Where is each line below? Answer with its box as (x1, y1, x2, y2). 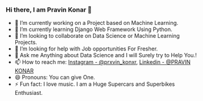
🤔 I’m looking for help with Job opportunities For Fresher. (14, 45, 158, 52)
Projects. (14, 39, 37, 46)
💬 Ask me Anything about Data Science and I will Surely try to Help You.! (14, 52, 197, 59)
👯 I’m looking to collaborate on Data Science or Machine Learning (14, 32, 180, 40)
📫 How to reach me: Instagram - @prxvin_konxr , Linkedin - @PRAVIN (14, 58, 191, 66)
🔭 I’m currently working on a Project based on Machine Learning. (14, 19, 179, 27)
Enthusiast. (14, 89, 43, 97)
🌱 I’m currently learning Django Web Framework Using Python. (14, 26, 172, 33)
